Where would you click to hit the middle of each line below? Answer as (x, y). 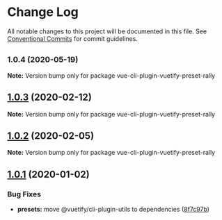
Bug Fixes (24, 194)
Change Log (43, 12)
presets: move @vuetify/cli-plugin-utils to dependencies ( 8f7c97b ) (113, 210)
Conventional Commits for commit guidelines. (72, 38)
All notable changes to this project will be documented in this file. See (107, 31)
